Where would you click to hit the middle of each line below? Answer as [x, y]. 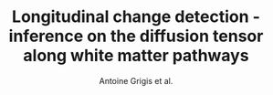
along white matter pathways [136, 56]
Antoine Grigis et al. [136, 80]
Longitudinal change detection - [136, 17]
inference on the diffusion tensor [136, 36]
